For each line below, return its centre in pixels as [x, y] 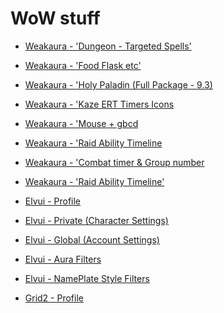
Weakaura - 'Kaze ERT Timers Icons [99, 104]
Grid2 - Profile [54, 298]
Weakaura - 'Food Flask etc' [83, 65]
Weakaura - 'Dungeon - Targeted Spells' [108, 46]
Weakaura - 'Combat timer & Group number [114, 162]
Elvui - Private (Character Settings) [96, 220]
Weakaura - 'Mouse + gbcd [81, 123]
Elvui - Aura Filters [63, 259]
